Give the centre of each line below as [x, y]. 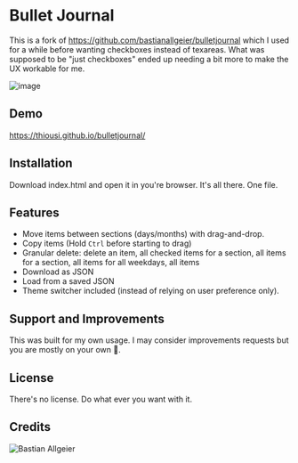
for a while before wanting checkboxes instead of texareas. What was [137, 49]
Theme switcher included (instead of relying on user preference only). [151, 291]
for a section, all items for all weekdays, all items [111, 263]
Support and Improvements [87, 318]
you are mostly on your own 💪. [65, 350]
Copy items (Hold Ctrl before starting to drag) [107, 244]
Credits [30, 427]
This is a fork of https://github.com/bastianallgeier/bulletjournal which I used [149, 40]
